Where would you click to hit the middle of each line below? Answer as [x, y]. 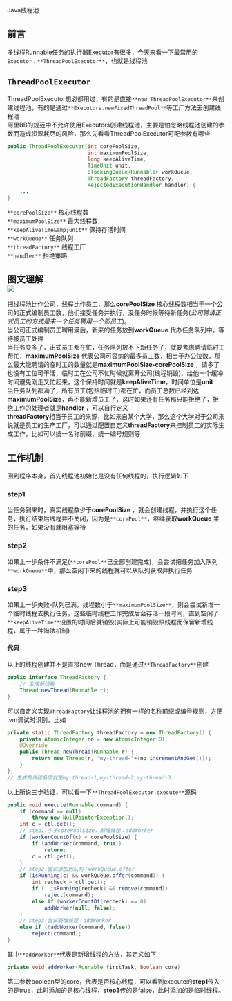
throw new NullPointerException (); [83, 818]
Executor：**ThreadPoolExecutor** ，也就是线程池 [77, 60]
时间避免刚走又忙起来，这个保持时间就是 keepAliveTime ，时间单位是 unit [110, 382]
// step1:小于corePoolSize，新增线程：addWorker [87, 831]
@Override [34, 746]
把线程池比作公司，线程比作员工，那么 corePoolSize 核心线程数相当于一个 [112, 304]
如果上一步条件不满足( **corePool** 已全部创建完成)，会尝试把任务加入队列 [113, 561]
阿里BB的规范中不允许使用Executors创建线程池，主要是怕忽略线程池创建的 [113, 125]
